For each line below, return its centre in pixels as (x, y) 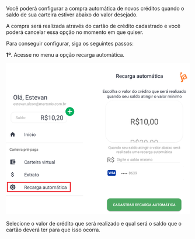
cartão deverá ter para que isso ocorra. (53, 230)
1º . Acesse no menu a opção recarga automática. (65, 55)
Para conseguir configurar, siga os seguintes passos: (70, 44)
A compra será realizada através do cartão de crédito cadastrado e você (93, 26)
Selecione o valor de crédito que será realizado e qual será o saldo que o (94, 223)
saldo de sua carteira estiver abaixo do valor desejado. (72, 15)
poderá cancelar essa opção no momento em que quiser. (75, 32)
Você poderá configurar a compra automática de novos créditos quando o (95, 8)
